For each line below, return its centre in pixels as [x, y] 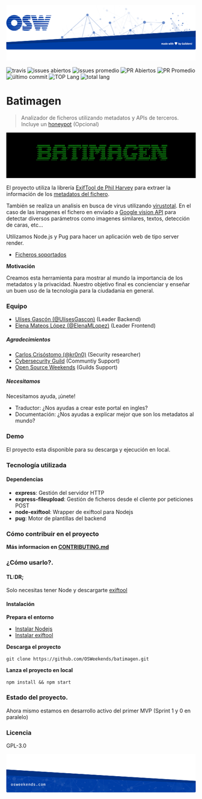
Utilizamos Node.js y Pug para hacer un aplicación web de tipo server [93, 237]
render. [15, 243]
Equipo [17, 307]
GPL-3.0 [17, 746]
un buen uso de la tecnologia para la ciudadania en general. [80, 291]
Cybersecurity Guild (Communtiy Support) [67, 361]
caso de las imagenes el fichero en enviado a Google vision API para [91, 212]
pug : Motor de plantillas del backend [60, 518]
